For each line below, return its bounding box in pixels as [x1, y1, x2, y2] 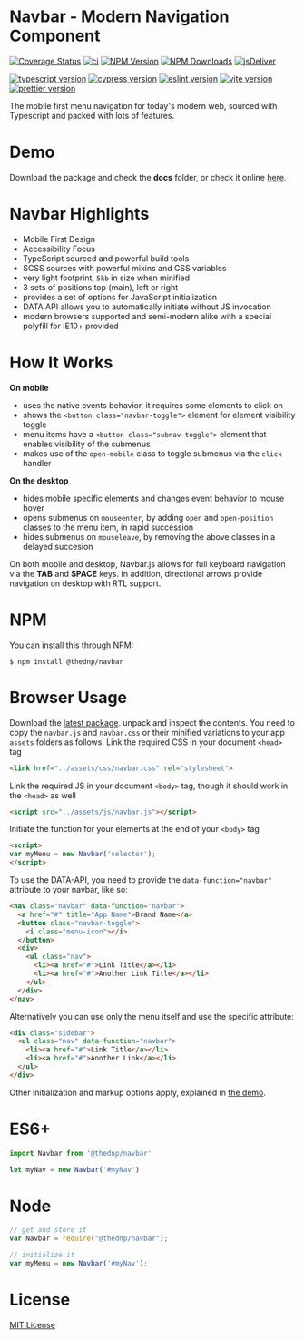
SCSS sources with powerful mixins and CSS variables [22, 262, 227, 273]
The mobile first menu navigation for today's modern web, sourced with [9, 100, 278, 111]
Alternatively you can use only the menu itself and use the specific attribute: [9, 1011, 295, 1021]
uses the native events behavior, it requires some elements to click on [22, 399, 284, 410]
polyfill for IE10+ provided [22, 320, 120, 331]
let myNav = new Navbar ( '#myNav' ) [9, 1165, 141, 1174]
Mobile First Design [22, 233, 96, 244]
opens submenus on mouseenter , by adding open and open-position [22, 512, 274, 523]
